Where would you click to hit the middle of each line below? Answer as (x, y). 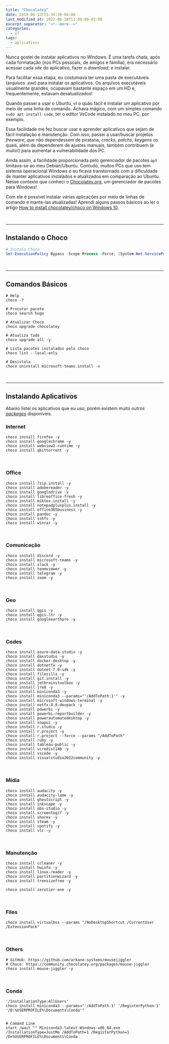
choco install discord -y (33, 555)
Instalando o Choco (37, 238)
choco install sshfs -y (31, 518)
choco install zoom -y (29, 578)
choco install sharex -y (32, 817)
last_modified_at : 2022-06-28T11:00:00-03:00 (54, 19)
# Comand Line (21, 1023)
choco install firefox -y (33, 437)
